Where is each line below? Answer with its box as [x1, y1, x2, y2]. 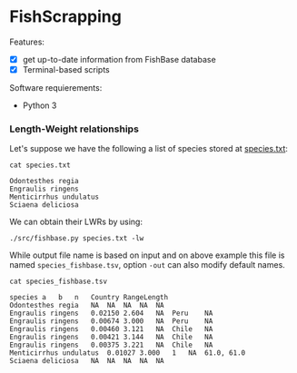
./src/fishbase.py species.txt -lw [9, 234, 144, 243]
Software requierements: [9, 83, 103, 93]
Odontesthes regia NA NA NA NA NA [9, 301, 165, 310]
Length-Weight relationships [9, 123, 139, 135]
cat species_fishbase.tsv [9, 277, 107, 287]
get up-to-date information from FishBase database [22, 54, 216, 64]
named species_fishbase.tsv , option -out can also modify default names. [9, 260, 286, 270]
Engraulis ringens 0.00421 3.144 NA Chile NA [9, 333, 213, 342]
